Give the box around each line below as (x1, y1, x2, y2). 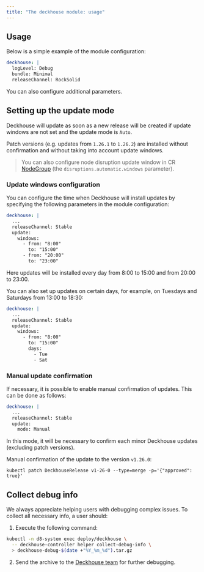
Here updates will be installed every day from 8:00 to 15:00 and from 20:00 (6, 269, 196, 276)
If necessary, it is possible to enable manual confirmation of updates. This (6, 385, 192, 392)
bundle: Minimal (12, 71, 53, 77)
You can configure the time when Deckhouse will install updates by (6, 194, 175, 202)
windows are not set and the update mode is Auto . (6, 128, 133, 135)
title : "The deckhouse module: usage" (6, 9, 105, 15)
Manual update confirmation (6, 371, 93, 380)
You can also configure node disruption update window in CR (21, 158, 176, 166)
